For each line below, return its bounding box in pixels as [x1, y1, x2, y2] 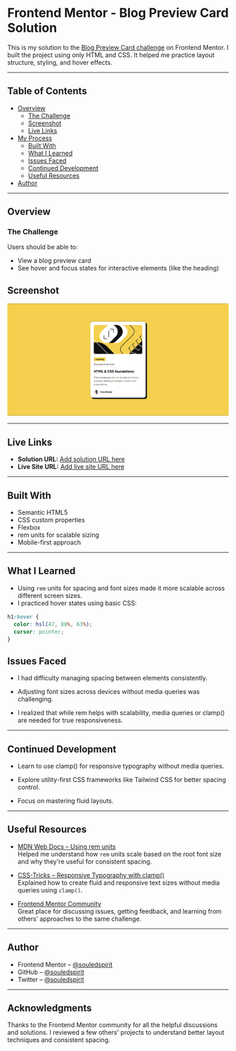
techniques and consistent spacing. [7, 1036, 110, 1044]
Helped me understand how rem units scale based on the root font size [17, 850, 222, 858]
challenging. [17, 695, 54, 704]
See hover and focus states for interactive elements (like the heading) [17, 264, 219, 273]
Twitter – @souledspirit [17, 975, 84, 983]
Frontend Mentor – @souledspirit [17, 960, 113, 969]
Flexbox [17, 523, 41, 532]
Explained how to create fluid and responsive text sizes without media [17, 878, 220, 887]
